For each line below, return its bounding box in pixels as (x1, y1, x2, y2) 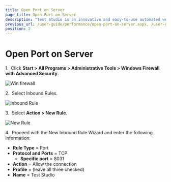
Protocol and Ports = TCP (12, 150, 68, 157)
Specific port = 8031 (20, 156, 65, 162)
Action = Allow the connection (12, 161, 77, 167)
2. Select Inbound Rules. (5, 90, 58, 97)
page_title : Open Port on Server (5, 12, 76, 17)
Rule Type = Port (12, 145, 49, 151)
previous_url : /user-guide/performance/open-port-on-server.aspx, (5, 21, 149, 27)
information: (5, 135, 31, 141)
